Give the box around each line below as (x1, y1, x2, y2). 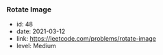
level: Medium (16, 42, 56, 50)
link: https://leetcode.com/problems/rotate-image (16, 35, 157, 43)
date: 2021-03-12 (16, 27, 66, 35)
